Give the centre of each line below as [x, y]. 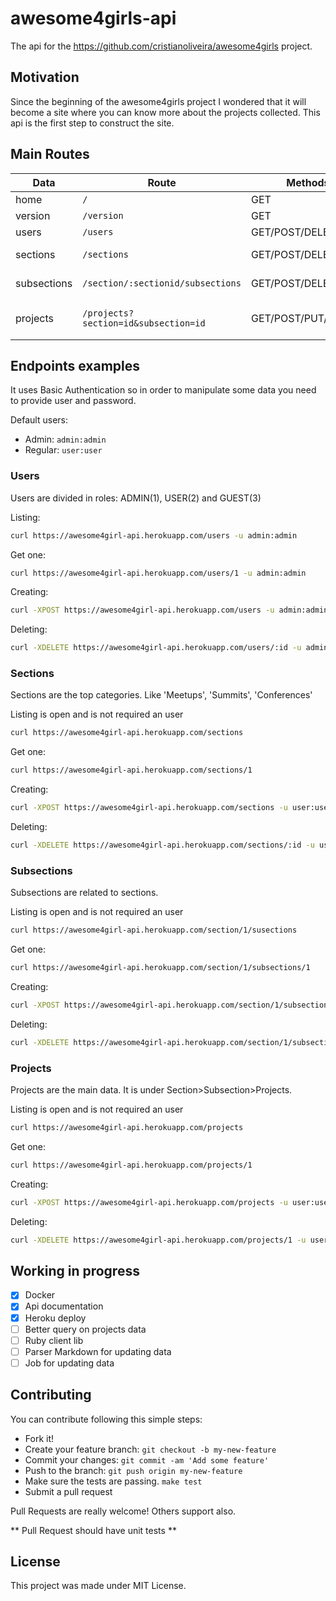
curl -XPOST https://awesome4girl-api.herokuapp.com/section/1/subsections [171, 1005]
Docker [40, 1295]
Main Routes [50, 154]
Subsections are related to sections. [84, 893]
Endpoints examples [75, 365]
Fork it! [39, 1438]
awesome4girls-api [93, 18]
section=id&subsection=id [144, 323]
